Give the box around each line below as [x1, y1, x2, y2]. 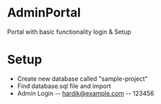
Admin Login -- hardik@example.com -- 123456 [17, 89, 154, 97]
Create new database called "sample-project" [17, 74, 149, 83]
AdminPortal [7, 5, 81, 21]
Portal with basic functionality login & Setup [7, 28, 131, 36]
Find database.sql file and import [17, 81, 112, 90]
